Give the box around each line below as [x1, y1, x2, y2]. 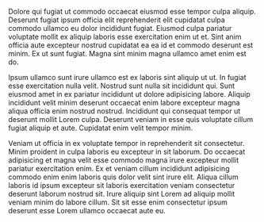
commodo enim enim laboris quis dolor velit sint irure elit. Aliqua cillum [8, 172, 239, 182]
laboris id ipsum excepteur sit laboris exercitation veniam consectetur [8, 181, 235, 189]
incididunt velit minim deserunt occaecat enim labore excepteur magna [8, 98, 240, 107]
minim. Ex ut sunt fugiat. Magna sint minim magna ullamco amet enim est [8, 49, 247, 58]
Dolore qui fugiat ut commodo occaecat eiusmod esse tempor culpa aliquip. [8, 7, 256, 16]
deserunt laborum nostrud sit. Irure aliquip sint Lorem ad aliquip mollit [8, 189, 235, 198]
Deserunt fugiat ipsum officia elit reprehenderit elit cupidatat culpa [8, 15, 226, 25]
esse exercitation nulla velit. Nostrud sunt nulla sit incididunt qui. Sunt [8, 81, 235, 90]
